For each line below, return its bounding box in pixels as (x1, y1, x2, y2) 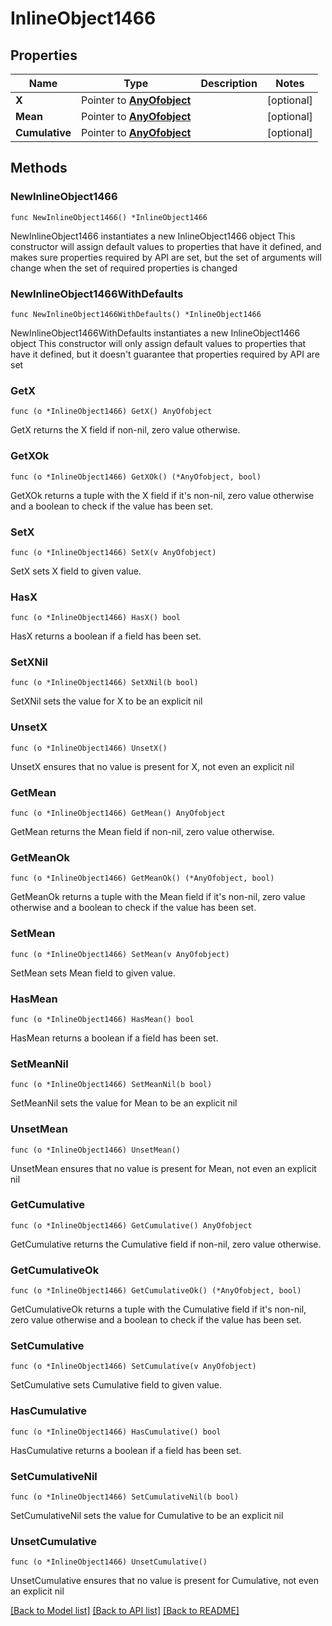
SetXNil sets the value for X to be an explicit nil (10, 695, 203, 707)
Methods (10, 160, 68, 177)
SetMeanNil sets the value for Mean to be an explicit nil (10, 1097, 238, 1109)
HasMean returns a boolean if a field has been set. (10, 1032, 219, 1044)
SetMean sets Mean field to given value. (10, 967, 176, 979)
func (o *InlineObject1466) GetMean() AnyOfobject (10, 808, 226, 819)
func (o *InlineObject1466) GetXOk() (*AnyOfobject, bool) (10, 472, 262, 482)
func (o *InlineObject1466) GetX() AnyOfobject (10, 407, 213, 417)
